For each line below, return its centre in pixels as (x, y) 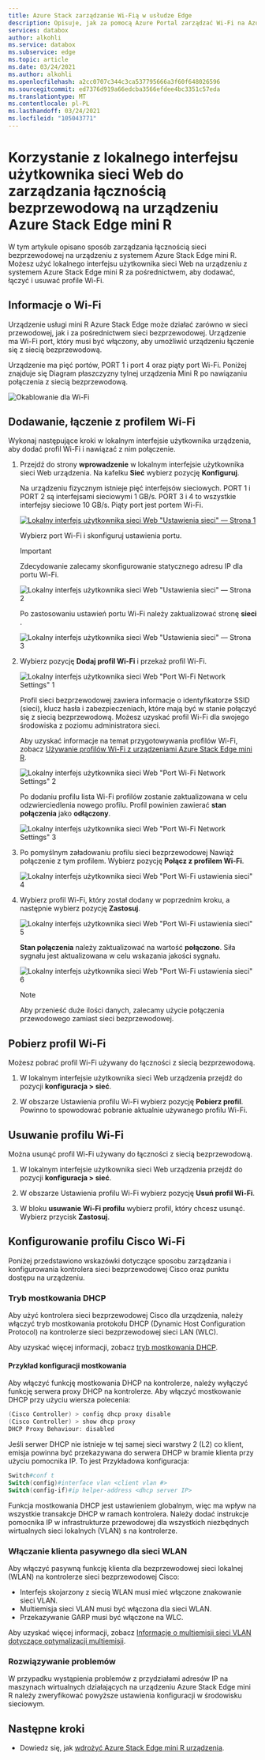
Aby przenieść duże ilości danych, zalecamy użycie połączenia (122, 1010)
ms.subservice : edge (42, 52)
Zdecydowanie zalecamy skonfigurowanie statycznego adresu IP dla (131, 566)
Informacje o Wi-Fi (55, 305)
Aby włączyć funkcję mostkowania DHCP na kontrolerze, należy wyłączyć (128, 1383)
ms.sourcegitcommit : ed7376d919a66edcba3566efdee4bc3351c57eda (114, 89)
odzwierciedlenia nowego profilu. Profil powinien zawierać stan (123, 805)
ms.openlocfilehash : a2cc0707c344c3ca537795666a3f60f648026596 (114, 81)
